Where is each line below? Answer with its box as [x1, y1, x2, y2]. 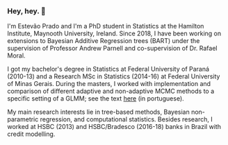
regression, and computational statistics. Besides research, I [40, 115, 213, 123]
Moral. [7, 51, 26, 60]
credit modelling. [7, 130, 56, 138]
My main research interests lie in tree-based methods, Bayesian [7, 108, 190, 117]
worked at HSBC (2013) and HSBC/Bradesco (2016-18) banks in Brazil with [7, 123, 221, 131]
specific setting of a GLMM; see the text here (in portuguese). [7, 94, 184, 103]
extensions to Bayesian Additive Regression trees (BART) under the [7, 37, 200, 45]
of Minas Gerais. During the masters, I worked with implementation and [7, 80, 211, 88]
